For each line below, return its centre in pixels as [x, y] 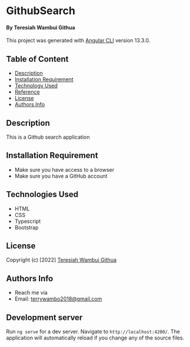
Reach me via [31, 293]
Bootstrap [26, 227]
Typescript [28, 221]
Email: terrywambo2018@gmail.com [58, 299]
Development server [44, 317]
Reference [27, 92]
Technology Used [36, 86]
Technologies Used [42, 194]
